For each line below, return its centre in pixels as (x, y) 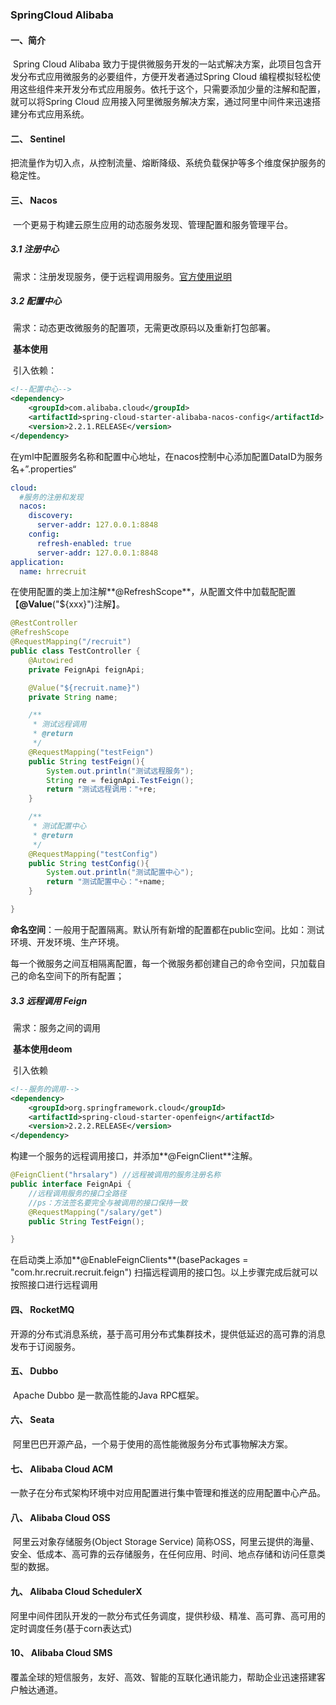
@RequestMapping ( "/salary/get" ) (95, 1212)
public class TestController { (75, 651)
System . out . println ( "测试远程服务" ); (120, 771)
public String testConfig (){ (89, 863)
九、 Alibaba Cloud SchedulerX (76, 1591)
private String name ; (73, 697)
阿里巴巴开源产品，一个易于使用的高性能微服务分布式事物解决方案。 (152, 1444)
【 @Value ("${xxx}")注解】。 (67, 604)
